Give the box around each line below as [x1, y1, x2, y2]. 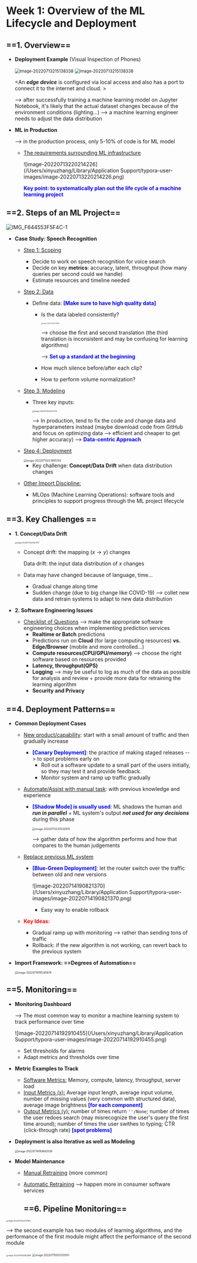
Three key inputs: [32, 398, 75, 405]
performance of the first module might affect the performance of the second [6, 1233, 192, 1240]
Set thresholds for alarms [23, 1047, 85, 1054]
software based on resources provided [32, 656, 126, 663]
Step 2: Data [23, 288, 54, 295]
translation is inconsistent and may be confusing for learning [41, 335, 188, 342]
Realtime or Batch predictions [32, 631, 106, 638]
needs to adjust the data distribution [14, 115, 103, 122]
